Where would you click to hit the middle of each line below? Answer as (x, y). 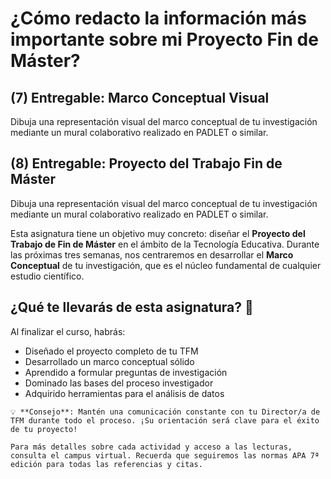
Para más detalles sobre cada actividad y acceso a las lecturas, (151, 447)
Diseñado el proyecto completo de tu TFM (111, 351)
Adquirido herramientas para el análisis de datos (124, 393)
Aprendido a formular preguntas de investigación (126, 372)
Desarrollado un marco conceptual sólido (109, 361)
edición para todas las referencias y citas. (106, 464)
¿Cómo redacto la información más (158, 18)
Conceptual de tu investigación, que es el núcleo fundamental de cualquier (166, 265)
